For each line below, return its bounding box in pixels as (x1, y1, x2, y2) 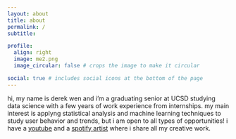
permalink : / (7, 23, 46, 30)
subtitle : (7, 29, 37, 37)
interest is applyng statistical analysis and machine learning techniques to (7, 109, 222, 117)
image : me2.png (13, 55, 58, 63)
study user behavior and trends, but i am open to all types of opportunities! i (7, 117, 228, 125)
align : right (13, 49, 52, 56)
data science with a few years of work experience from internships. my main (7, 101, 230, 110)
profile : (7, 43, 33, 50)
